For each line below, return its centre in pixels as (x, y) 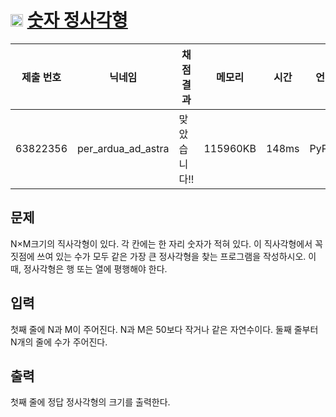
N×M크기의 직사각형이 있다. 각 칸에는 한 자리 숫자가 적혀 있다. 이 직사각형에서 (161, 243)
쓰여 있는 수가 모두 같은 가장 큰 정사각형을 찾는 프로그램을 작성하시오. (171, 256)
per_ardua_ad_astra (123, 148)
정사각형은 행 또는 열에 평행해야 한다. (95, 268)
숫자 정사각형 (77, 20)
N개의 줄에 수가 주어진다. (59, 342)
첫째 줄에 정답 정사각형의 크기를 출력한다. (90, 402)
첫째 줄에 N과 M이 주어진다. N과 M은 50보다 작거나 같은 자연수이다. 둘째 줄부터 (164, 329)
